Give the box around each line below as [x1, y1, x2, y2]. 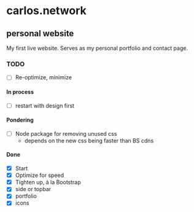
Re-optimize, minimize [15, 74, 72, 81]
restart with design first [15, 102, 75, 109]
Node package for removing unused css [15, 130, 117, 137]
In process [6, 88, 34, 95]
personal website [6, 28, 74, 39]
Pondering [6, 116, 34, 124]
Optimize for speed [15, 171, 64, 179]
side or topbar [15, 186, 52, 193]
